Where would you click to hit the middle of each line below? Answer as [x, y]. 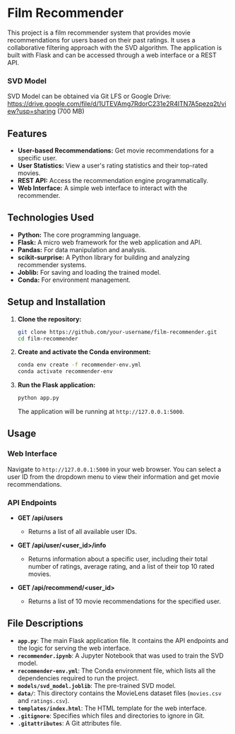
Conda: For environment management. [74, 280]
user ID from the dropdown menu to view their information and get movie [114, 476]
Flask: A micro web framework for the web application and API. [110, 242]
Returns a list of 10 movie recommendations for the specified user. [125, 601]
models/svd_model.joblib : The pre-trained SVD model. [97, 685]
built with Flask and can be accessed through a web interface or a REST [112, 55]
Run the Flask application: [56, 385]
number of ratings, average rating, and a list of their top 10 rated [121, 567]
